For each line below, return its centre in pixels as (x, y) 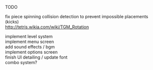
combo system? (21, 62)
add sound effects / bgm (30, 47)
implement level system (29, 36)
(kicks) (12, 22)
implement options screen (31, 52)
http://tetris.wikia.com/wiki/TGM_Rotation (47, 27)
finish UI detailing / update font (36, 57)
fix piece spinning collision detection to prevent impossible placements (77, 16)
